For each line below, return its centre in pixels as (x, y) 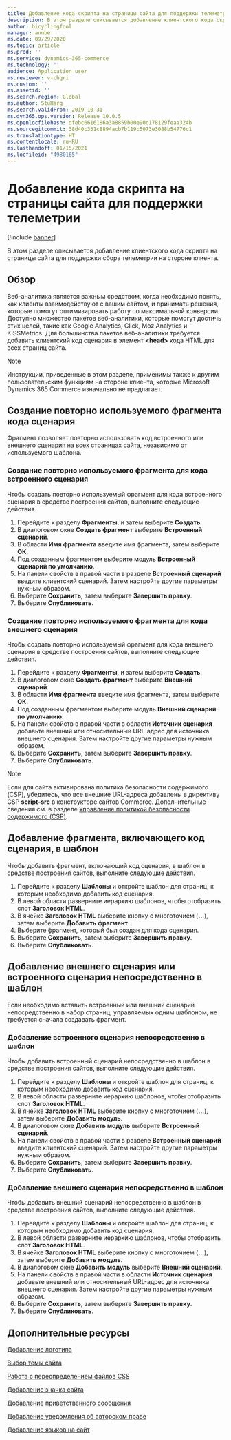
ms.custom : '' (27, 84)
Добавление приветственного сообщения (69, 1403)
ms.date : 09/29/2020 (37, 39)
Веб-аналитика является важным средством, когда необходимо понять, (114, 296)
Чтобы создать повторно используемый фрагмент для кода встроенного (114, 494)
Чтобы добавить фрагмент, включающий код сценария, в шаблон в (106, 865)
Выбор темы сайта (34, 1363)
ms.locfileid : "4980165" (43, 155)
